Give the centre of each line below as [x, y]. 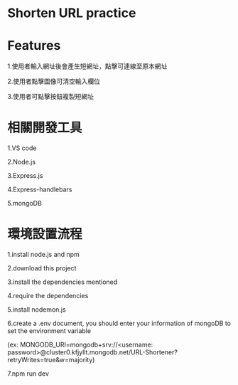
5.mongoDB [25, 204]
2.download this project [42, 268]
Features [34, 46]
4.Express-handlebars [40, 189]
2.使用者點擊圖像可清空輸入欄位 [54, 81]
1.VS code [22, 148]
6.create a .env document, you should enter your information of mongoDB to [119, 323]
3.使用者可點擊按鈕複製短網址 [51, 97]
